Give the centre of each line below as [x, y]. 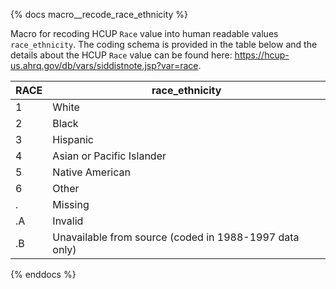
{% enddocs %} [43, 274]
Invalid [68, 221]
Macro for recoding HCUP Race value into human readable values [144, 33]
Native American [91, 172]
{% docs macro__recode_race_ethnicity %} [99, 14]
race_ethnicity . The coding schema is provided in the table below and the [164, 44]
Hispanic [73, 139]
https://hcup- [262, 55]
